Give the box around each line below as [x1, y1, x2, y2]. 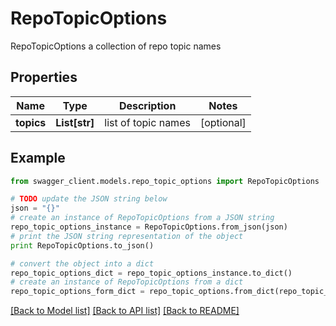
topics [15, 115, 47, 129]
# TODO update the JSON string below [10, 194, 168, 204]
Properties [10, 69, 78, 86]
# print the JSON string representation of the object [10, 231, 244, 241]
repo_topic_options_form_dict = [10, 287, 145, 297]
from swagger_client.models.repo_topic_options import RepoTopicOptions [10, 176, 320, 186]
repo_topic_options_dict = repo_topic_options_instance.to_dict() [10, 268, 293, 278]
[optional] [199, 115, 247, 129]
